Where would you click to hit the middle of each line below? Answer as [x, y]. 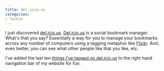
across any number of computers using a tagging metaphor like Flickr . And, [82, 43]
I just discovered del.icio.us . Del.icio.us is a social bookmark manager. [77, 33]
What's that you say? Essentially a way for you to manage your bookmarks [81, 38]
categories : [17, 14]
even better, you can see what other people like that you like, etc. [72, 49]
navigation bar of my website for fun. [43, 63]
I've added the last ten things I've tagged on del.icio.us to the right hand [79, 58]
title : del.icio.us [25, 10]
